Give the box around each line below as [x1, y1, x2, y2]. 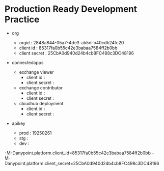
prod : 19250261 [19, 130, 52, 136]
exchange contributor [19, 85, 63, 90]
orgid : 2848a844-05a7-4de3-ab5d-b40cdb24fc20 [19, 39, 124, 45]
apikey [11, 120, 26, 126]
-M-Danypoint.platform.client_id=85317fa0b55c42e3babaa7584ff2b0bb [4, 150, 151, 156]
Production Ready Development [4, 3, 137, 15]
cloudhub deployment [19, 100, 64, 106]
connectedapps [11, 59, 44, 65]
